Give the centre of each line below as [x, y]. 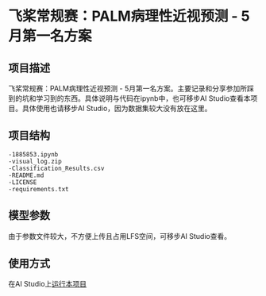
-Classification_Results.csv [56, 168]
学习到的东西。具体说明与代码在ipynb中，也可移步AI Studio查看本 [143, 98]
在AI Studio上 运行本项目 [48, 284]
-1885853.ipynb [33, 154]
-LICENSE [23, 182]
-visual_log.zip [35, 161]
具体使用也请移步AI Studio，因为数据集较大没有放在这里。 [117, 108]
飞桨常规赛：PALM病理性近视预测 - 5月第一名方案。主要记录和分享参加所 [128, 88]
